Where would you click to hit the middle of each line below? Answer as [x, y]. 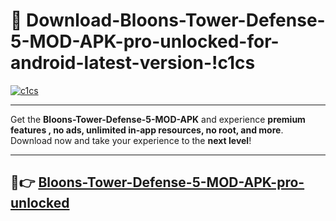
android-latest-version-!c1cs [133, 63]
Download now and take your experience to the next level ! [131, 140]
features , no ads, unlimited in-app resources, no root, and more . [147, 130]
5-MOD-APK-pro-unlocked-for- [145, 41]
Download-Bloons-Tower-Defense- [176, 20]
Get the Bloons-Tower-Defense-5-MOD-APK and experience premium [158, 119]
